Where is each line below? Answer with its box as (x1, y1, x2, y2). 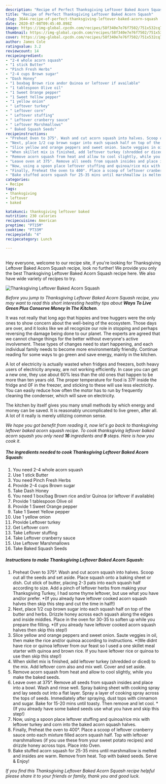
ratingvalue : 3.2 (5, 44, 41, 49)
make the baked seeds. (12, 674, 61, 680)
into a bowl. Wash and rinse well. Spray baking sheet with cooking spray (12, 685, 160, 691)
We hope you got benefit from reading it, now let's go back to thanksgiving (5, 422, 158, 428)
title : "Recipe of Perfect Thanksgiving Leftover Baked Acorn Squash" (5, 12, 154, 17)
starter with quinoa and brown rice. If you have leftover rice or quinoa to (12, 648, 159, 654)
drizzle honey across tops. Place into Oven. (12, 743, 101, 748)
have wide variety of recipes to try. (5, 275, 76, 282)
